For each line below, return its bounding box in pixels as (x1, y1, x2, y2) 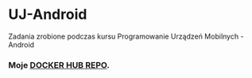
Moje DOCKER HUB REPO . (8, 59, 110, 70)
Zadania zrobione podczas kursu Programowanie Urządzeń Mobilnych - (8, 32, 244, 41)
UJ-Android (8, 6, 87, 24)
